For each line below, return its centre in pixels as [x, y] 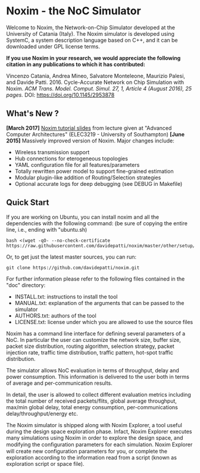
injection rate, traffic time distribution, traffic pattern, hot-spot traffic [90, 352]
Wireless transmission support [52, 152]
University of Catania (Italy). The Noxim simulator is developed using [90, 33]
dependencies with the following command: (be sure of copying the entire [97, 223]
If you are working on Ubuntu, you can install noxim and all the [83, 217]
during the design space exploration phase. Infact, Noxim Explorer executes [99, 431]
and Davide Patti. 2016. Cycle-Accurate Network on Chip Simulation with [95, 82]
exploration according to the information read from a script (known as [92, 458]
